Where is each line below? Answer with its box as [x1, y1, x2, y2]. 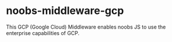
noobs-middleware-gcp [6, 4, 124, 17]
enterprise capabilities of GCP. [6, 29, 80, 36]
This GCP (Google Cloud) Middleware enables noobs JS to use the [6, 23, 166, 30]
